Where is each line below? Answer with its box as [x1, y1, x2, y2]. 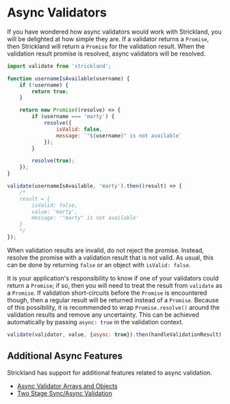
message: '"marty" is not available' [31, 214, 139, 221]
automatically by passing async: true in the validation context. [7, 317, 183, 326]
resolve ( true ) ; [31, 157, 75, 164]
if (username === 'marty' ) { [31, 113, 115, 120]
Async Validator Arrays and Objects [16, 381, 118, 390]
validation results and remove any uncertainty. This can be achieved [7, 311, 200, 319]
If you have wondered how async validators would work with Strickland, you [7, 27, 222, 36]
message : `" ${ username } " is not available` [55, 132, 183, 139]
